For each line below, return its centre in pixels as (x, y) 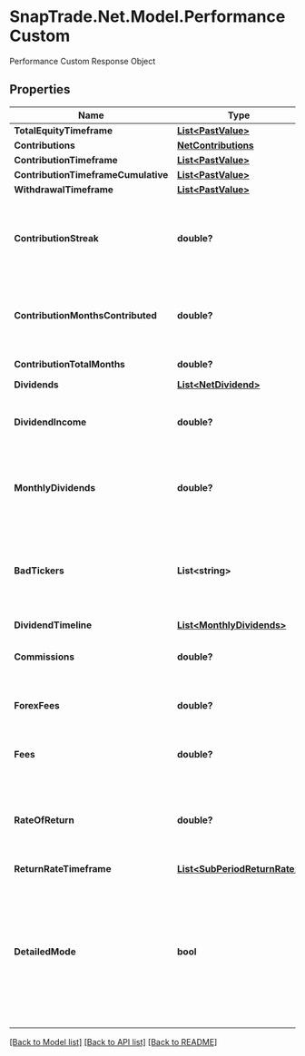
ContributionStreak (57, 238)
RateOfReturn (44, 820)
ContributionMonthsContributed (85, 315)
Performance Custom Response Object (83, 61)
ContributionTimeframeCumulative (91, 174)
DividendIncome (50, 422)
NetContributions (215, 145)
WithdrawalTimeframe (64, 190)
